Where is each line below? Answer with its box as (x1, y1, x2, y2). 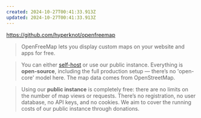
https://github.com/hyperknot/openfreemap (6, 31, 116, 38)
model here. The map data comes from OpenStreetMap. (35, 74, 176, 81)
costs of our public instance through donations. (21, 105, 140, 112)
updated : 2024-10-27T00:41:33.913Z (6, 15, 96, 21)
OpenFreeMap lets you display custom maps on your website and (21, 43, 185, 50)
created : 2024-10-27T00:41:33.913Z (6, 8, 96, 15)
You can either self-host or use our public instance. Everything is (21, 61, 183, 68)
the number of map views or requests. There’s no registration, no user (21, 92, 196, 99)
